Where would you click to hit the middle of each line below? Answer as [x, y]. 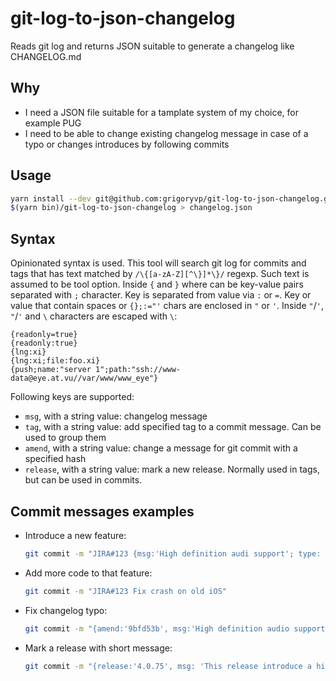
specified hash [55, 459]
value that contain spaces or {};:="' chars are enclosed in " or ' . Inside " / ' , [167, 306]
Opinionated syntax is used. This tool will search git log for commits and [158, 263]
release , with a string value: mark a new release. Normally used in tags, [172, 469]
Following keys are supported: [72, 397]
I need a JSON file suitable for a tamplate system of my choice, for [162, 112]
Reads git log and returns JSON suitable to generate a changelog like [152, 46]
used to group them [65, 438]
